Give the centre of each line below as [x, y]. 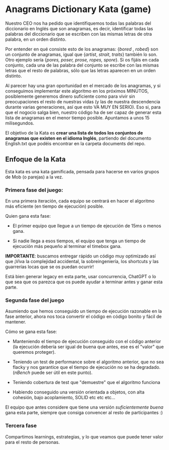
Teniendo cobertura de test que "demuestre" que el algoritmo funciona [86, 382]
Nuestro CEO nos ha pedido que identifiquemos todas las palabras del [78, 23]
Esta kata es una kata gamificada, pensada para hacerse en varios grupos [82, 171]
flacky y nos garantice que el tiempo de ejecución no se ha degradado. [86, 367]
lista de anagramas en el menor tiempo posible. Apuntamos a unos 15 [77, 117]
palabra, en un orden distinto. [36, 39]
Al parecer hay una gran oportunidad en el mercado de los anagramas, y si [83, 85]
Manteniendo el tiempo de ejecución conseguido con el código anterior [87, 342]
